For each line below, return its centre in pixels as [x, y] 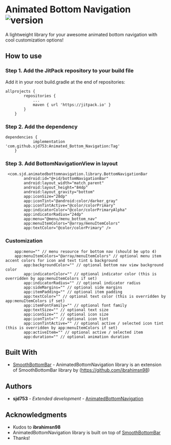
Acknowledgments [36, 414]
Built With [21, 352]
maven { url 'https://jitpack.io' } [72, 105]
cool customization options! [35, 40]
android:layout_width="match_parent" [64, 183]
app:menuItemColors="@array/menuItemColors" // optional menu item [88, 256]
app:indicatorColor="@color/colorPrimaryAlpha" [75, 210]
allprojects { [20, 91]
